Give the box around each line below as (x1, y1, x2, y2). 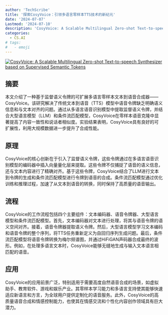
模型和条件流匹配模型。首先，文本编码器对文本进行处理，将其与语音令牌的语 (5, 218, 163, 224)
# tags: (5, 40, 21, 45)
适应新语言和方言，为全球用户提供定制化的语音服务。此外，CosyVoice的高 (5, 292, 159, 298)
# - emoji (5, 45, 30, 50)
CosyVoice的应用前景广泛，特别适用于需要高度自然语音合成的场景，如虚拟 (5, 279, 159, 285)
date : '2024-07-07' (5, 17, 46, 22)
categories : (5, 31, 30, 36)
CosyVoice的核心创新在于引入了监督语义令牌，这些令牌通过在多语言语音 (5, 156, 154, 162)
